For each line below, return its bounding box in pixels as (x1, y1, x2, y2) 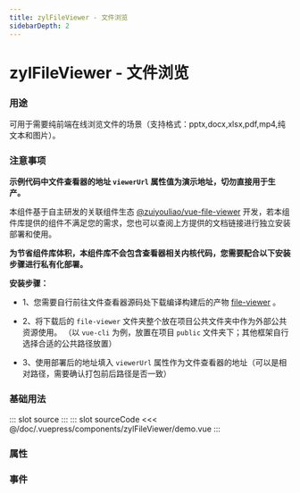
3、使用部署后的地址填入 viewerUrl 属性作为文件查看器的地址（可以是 (21, 357, 279, 368)
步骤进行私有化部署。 (9, 259, 87, 270)
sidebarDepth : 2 (9, 21, 70, 30)
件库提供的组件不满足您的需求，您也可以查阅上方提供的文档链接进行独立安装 (9, 218, 291, 229)
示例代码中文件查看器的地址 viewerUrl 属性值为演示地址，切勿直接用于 (9, 176, 269, 188)
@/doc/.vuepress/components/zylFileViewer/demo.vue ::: (9, 423, 221, 434)
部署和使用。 (9, 229, 56, 239)
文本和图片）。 (9, 130, 61, 140)
